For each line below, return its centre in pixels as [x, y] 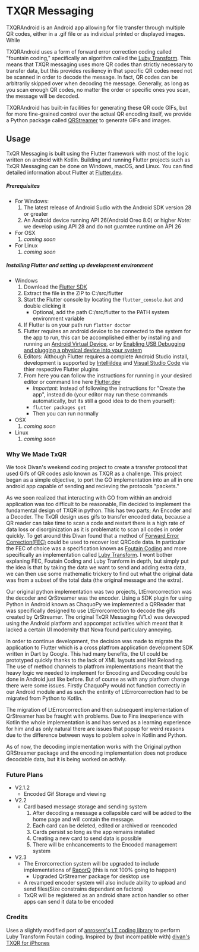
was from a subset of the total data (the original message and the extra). [95, 580]
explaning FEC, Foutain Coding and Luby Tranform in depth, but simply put [97, 561]
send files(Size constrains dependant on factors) [83, 889]
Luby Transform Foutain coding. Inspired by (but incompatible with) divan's [98, 937]
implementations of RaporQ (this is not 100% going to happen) [100, 870]
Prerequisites [23, 186]
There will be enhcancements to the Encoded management [105, 845]
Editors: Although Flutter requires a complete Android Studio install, [106, 356]
